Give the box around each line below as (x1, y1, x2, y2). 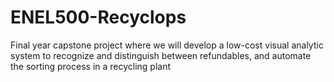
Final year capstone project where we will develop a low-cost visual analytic (10, 39, 324, 51)
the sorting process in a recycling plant (10, 60, 172, 72)
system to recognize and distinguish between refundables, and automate (10, 49, 312, 61)
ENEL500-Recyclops (10, 6, 187, 29)
